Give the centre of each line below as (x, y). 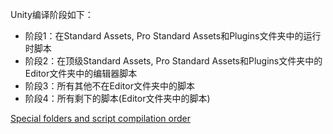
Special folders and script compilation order (100, 118)
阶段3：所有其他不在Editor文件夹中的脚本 (109, 86)
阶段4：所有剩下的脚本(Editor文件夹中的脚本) (117, 98)
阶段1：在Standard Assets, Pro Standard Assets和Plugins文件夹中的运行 (173, 36)
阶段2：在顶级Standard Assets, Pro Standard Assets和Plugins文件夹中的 (173, 61)
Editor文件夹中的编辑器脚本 (81, 73)
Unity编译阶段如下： (52, 14)
